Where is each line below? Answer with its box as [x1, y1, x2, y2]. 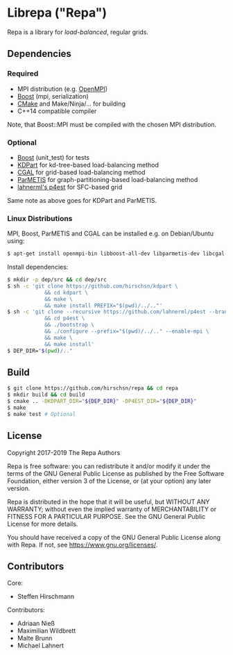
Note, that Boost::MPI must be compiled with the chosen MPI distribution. [7, 120, 217, 128]
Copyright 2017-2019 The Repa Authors [7, 448, 121, 456]
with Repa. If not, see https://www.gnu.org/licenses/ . [7, 540, 158, 549]
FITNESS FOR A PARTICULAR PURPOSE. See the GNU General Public [7, 512, 206, 520]
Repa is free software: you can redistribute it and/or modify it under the [7, 462, 211, 470]
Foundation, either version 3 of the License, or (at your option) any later [7, 476, 212, 485]
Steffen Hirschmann [17, 592, 75, 601]
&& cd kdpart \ [44, 289, 89, 296]
